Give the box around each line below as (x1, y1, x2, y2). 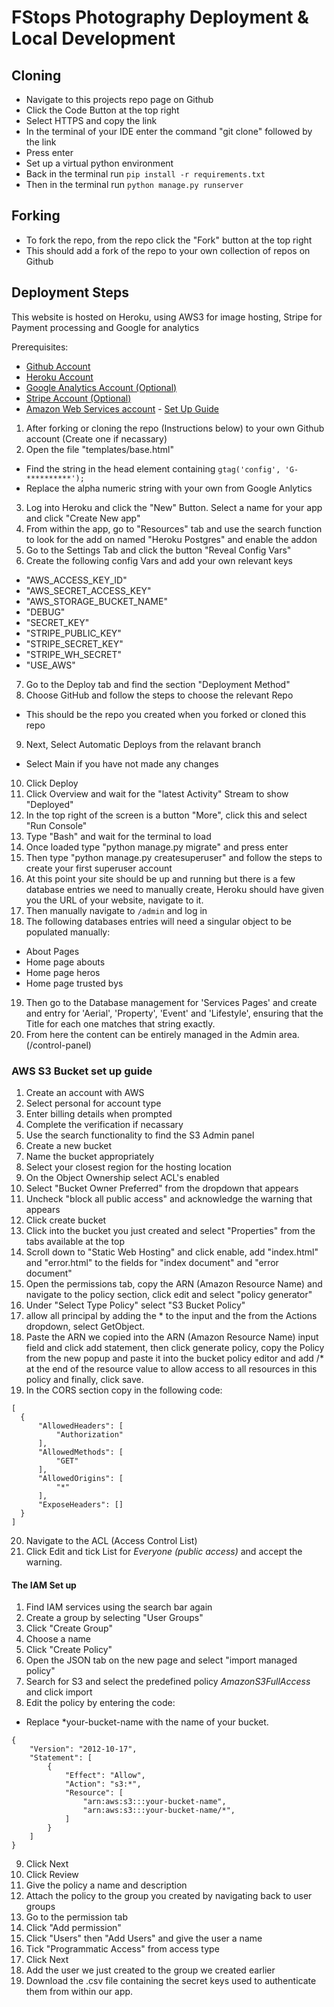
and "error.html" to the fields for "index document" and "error (25, 1256, 279, 1268)
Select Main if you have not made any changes (25, 757, 219, 770)
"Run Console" (25, 819, 88, 831)
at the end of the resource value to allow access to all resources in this (25, 1362, 318, 1375)
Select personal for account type (25, 1097, 162, 1109)
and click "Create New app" (25, 512, 141, 524)
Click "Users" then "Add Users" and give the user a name (25, 1932, 263, 1945)
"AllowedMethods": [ (37, 1447, 124, 1457)
